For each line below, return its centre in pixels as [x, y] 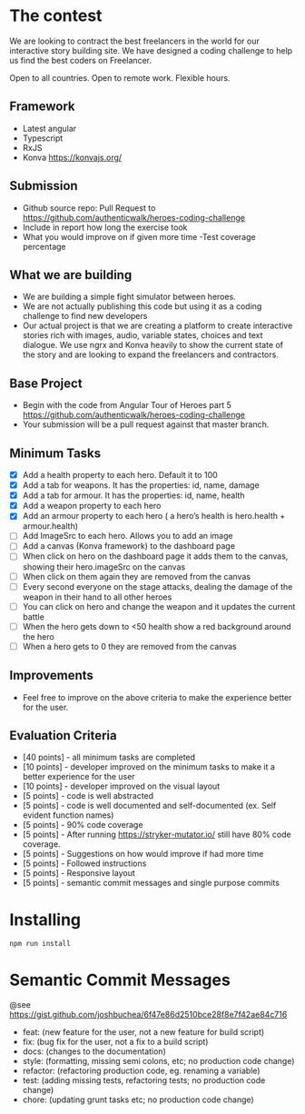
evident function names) [68, 815]
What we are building [71, 275]
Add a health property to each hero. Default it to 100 [120, 475]
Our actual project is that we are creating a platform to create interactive [157, 326]
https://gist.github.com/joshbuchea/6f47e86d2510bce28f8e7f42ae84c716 [148, 1015]
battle [34, 617]
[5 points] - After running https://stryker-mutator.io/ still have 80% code [157, 835]
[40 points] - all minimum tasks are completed [109, 757]
